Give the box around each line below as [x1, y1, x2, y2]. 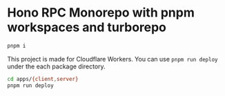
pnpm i [7, 42, 26, 49]
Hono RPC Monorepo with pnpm [7, 5, 195, 21]
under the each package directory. [7, 62, 106, 70]
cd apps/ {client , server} [7, 75, 79, 82]
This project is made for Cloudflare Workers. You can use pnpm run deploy [7, 55, 218, 63]
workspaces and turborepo [7, 19, 167, 35]
